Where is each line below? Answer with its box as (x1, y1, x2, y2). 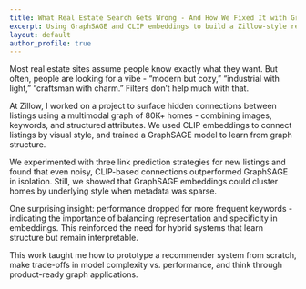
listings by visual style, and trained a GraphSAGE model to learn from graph (9, 129, 293, 141)
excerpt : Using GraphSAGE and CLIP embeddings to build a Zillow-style (9, 22, 287, 31)
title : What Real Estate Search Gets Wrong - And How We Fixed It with (9, 13, 287, 23)
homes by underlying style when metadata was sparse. (9, 185, 217, 196)
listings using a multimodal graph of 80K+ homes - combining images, (9, 110, 272, 121)
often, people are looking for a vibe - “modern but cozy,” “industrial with (9, 74, 280, 85)
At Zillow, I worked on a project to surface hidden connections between (9, 101, 278, 112)
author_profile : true (9, 38, 92, 48)
